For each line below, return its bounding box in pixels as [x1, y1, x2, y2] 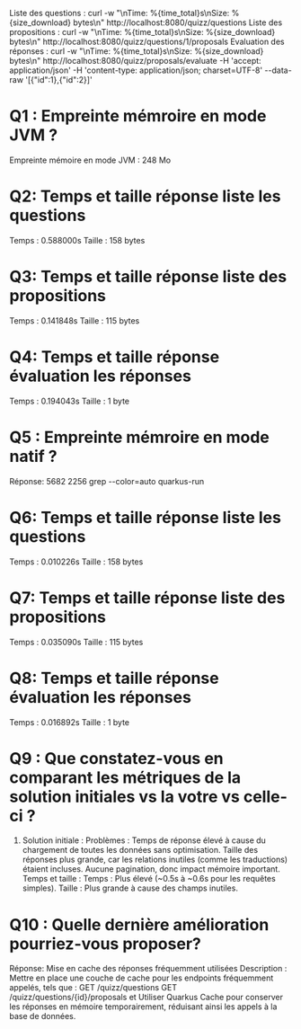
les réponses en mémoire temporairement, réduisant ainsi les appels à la [9, 1001, 278, 1012]
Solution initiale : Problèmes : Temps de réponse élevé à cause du [22, 835, 267, 846]
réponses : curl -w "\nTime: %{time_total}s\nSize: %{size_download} [9, 46, 264, 57]
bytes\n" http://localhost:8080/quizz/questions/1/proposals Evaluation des [9, 36, 285, 47]
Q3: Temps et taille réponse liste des [9, 267, 288, 287]
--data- [264, 65, 292, 75]
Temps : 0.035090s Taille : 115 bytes [9, 636, 144, 647]
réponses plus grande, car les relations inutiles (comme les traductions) [22, 854, 288, 865]
